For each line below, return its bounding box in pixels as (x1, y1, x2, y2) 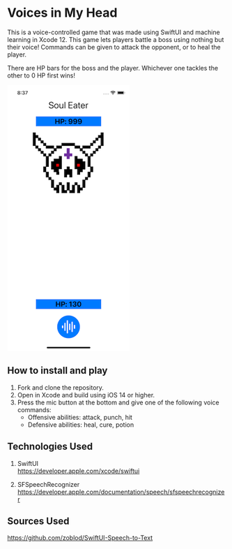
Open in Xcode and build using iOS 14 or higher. (17, 390, 155, 399)
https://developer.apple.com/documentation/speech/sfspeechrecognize (17, 488, 225, 496)
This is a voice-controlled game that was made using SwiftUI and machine (7, 28, 221, 36)
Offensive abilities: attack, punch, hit (27, 413, 132, 421)
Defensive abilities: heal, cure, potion (27, 420, 134, 429)
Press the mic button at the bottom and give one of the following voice (17, 398, 219, 407)
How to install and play (7, 365, 108, 376)
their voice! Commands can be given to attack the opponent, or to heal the (7, 43, 221, 51)
